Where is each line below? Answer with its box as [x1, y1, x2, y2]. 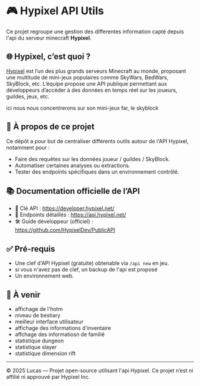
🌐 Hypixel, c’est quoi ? [6, 51, 91, 62]
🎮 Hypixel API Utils [6, 4, 104, 18]
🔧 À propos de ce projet [6, 122, 95, 132]
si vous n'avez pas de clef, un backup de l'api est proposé [14, 266, 158, 273]
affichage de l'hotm [14, 305, 63, 313]
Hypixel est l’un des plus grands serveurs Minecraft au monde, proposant [6, 67, 186, 75]
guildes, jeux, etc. [6, 92, 49, 100]
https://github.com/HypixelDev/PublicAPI [14, 227, 115, 234]
